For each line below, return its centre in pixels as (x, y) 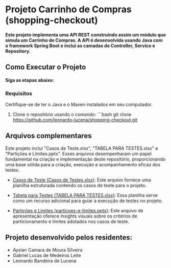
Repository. (18, 51)
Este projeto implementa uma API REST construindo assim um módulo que (86, 35)
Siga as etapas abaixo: (30, 80)
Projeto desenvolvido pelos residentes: (69, 238)
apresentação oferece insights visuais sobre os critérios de (75, 216)
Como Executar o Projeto (46, 67)
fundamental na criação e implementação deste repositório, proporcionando (86, 159)
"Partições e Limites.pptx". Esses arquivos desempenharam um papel (78, 153)
